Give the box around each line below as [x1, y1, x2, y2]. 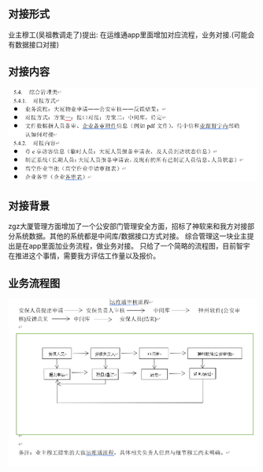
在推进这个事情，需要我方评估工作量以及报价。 [8, 251, 160, 260]
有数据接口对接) [8, 39, 60, 49]
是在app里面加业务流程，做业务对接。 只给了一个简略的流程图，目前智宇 [14, 242, 250, 251]
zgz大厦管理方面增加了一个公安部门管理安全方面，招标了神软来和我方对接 [8, 222, 248, 231]
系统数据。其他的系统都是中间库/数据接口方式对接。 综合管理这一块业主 [14, 231, 247, 241]
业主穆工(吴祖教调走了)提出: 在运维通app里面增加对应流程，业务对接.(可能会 [8, 30, 255, 39]
